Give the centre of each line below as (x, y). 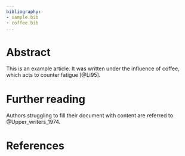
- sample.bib (22, 17)
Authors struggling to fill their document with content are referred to (90, 116)
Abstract (28, 52)
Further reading (46, 99)
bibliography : (24, 12)
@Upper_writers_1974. (33, 122)
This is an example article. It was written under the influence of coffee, (93, 68)
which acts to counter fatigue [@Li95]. (53, 75)
